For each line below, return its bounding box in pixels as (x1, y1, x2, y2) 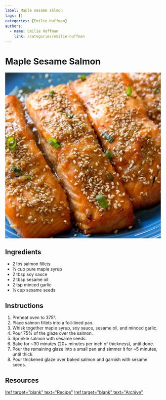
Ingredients (5, 248, 41, 256)
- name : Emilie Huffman (9, 29, 58, 34)
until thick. (12, 351, 34, 358)
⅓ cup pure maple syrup (12, 266, 63, 272)
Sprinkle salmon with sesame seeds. (12, 336, 87, 342)
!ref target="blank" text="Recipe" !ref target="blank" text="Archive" (5, 389, 143, 395)
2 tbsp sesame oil (12, 277, 48, 282)
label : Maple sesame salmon (5, 8, 63, 13)
